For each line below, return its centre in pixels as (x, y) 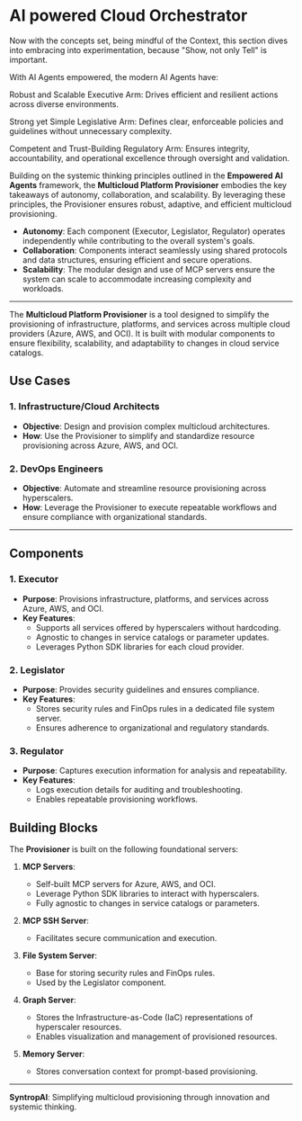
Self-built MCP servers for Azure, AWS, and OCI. (126, 884)
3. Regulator (37, 750)
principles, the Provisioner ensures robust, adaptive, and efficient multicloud (151, 204)
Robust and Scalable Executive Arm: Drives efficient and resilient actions (144, 94)
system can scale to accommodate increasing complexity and (137, 279)
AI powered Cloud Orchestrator (129, 16)
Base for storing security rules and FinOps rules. (125, 973)
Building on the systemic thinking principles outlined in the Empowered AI (146, 175)
